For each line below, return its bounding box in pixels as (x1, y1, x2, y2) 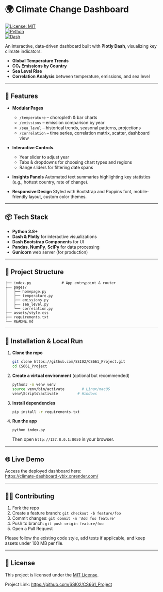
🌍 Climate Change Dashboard (5, 4, 129, 15)
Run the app (12, 418, 37, 424)
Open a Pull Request (12, 525, 53, 532)
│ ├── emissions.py (5, 298, 49, 303)
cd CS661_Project (12, 364, 48, 369)
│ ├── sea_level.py (5, 302, 49, 307)
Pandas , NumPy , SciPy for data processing (12, 244, 100, 250)
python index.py (12, 428, 45, 433)
